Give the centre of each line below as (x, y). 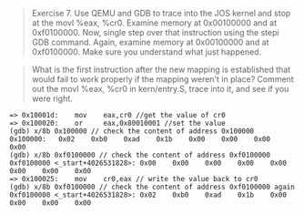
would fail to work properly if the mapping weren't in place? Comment (162, 79)
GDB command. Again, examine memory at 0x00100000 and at (150, 42)
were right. (52, 98)
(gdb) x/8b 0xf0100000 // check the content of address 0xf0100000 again (152, 187)
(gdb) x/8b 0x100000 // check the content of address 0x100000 (132, 131)
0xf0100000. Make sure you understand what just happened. (147, 52)
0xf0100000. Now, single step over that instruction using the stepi (155, 32)
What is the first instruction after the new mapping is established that (161, 69)
